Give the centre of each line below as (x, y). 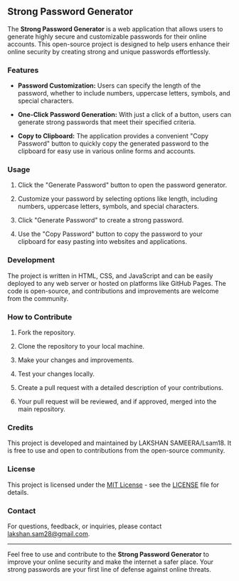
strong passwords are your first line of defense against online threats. (110, 569)
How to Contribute (40, 317)
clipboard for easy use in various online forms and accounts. (106, 151)
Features (23, 70)
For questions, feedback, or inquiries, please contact (85, 526)
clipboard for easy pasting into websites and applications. (102, 242)
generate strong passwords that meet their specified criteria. (107, 122)
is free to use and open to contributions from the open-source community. (116, 451)
